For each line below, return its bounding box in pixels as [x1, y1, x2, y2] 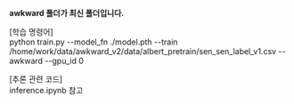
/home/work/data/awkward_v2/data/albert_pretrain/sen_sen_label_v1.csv [9, 46, 277, 56]
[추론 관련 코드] [9, 74, 63, 84]
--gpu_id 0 [44, 56, 85, 66]
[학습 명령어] [9, 27, 53, 37]
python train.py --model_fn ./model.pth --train [9, 36, 178, 47]
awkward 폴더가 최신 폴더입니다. [9, 8, 125, 18]
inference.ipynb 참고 [9, 85, 84, 95]
